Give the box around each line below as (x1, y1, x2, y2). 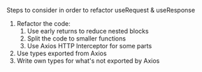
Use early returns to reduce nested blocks (27, 27, 149, 35)
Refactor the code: (16, 20, 71, 27)
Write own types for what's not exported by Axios (16, 57, 160, 65)
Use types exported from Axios (16, 49, 107, 57)
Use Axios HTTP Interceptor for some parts (27, 42, 152, 50)
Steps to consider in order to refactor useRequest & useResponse (6, 6, 196, 14)
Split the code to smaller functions (27, 34, 127, 43)
